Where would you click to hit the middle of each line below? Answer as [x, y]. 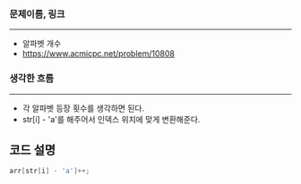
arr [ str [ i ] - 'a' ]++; [50, 171]
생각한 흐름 [32, 79]
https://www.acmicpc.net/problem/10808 [98, 54]
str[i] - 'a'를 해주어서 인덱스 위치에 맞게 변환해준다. [111, 119]
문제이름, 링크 [37, 13]
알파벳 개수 [42, 44]
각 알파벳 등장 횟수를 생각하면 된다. [83, 108]
